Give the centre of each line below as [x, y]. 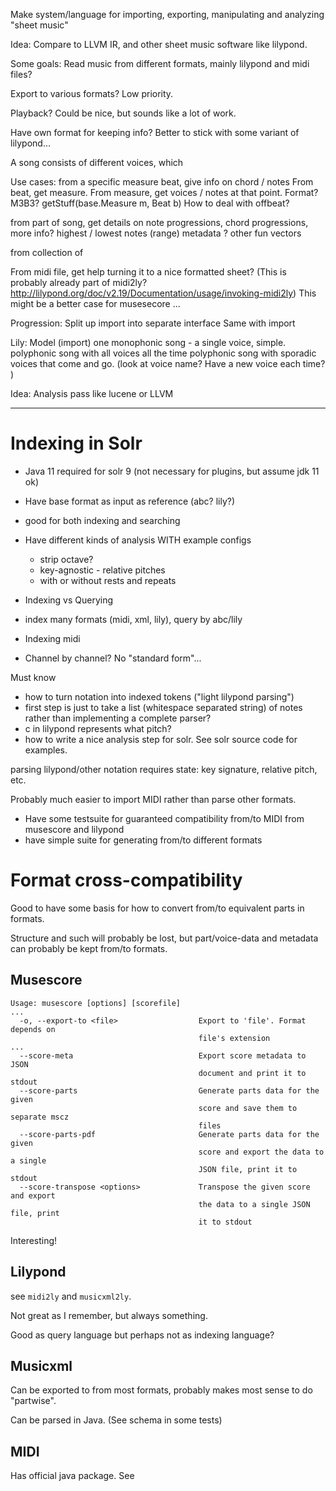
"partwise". [33, 1401]
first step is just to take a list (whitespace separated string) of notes [163, 707]
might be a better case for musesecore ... [95, 303]
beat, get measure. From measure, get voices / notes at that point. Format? [164, 192]
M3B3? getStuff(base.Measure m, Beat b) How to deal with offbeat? [150, 203]
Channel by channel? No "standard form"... [113, 658]
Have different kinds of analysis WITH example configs [138, 540]
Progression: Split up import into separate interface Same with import [153, 323]
